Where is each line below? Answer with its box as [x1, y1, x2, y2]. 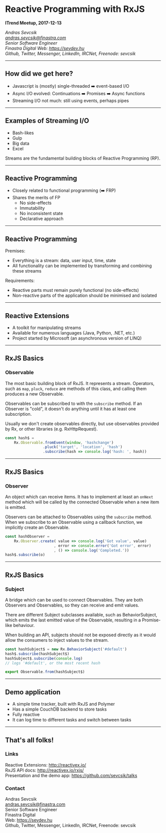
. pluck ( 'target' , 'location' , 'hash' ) [42, 444, 123, 449]
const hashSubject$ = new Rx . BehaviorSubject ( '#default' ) [5, 647, 127, 652]
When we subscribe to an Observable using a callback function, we [5, 519, 143, 525]
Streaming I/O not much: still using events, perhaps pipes [12, 98, 129, 104]
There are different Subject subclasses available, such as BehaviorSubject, [5, 611, 158, 617]
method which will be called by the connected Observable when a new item [5, 499, 160, 505]
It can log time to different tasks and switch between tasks [12, 717, 132, 723]
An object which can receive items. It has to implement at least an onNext [5, 494, 154, 500]
